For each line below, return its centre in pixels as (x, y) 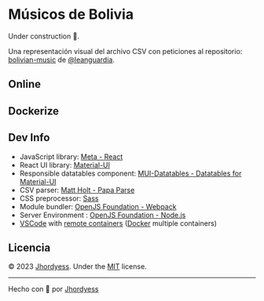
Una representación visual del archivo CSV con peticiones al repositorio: (125, 51)
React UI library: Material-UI (64, 165)
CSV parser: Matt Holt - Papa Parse (77, 190)
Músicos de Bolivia (71, 15)
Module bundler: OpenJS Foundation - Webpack (98, 206)
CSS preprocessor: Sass (59, 198)
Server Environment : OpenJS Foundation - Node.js (103, 215)
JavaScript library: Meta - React (71, 156)
